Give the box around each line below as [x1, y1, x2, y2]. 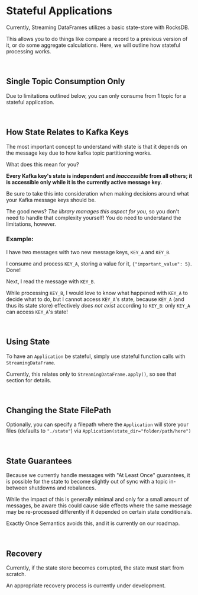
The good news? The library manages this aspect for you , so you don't [6, 207, 180, 215]
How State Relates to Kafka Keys [6, 127, 129, 137]
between [6, 484, 28, 491]
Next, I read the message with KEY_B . [6, 277, 96, 285]
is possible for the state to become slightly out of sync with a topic [6, 478, 168, 485]
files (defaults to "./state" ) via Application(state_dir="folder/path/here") [6, 427, 191, 434]
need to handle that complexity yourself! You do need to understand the [6, 214, 181, 221]
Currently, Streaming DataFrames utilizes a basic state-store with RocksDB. [6, 24, 190, 31]
